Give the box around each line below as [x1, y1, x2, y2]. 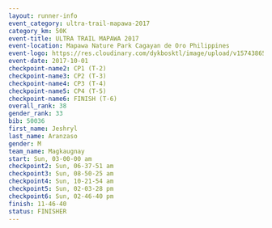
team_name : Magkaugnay [8, 147, 85, 155]
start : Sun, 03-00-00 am [8, 154, 92, 163]
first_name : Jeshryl [8, 125, 79, 133]
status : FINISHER [8, 207, 67, 215]
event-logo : [8, 49, 49, 57]
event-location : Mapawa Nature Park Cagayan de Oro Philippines [8, 42, 230, 50]
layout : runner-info [8, 11, 79, 20]
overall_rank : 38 [8, 102, 67, 110]
